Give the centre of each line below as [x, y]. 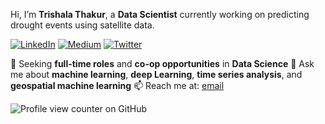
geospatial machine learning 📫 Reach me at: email [117, 85]
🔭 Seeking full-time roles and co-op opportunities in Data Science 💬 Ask [162, 63]
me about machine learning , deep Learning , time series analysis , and [156, 74]
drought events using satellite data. [82, 25]
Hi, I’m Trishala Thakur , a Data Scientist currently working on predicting [160, 14]
